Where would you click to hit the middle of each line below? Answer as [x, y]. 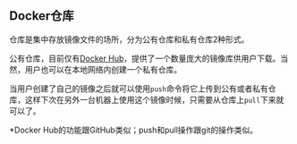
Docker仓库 [42, 16]
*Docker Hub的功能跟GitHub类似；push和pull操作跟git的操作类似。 [133, 130]
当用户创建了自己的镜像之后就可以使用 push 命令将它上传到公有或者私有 [139, 89]
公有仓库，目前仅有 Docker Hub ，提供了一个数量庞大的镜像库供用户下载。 [145, 58]
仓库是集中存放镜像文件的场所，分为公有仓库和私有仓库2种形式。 [129, 39]
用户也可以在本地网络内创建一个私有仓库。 [103, 69]
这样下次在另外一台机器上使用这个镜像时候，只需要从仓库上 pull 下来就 [154, 99]
